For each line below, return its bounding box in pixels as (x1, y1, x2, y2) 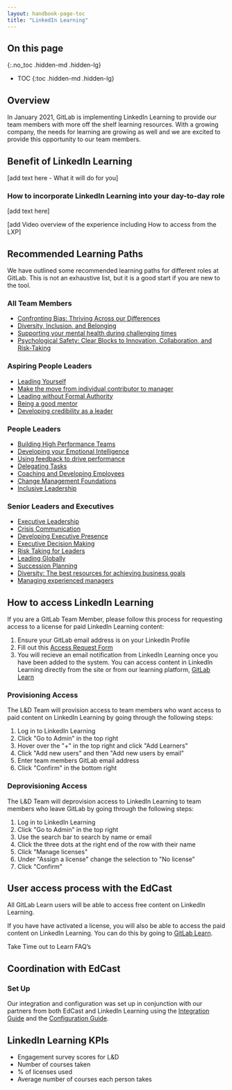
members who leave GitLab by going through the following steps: (7, 804, 194, 812)
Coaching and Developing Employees (17, 469, 125, 477)
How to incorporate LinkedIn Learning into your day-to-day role (7, 191, 225, 200)
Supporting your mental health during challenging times (17, 329, 177, 337)
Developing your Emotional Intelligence (17, 447, 130, 456)
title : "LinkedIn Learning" (7, 17, 89, 24)
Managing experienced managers (17, 577, 115, 585)
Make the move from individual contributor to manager (17, 384, 174, 393)
